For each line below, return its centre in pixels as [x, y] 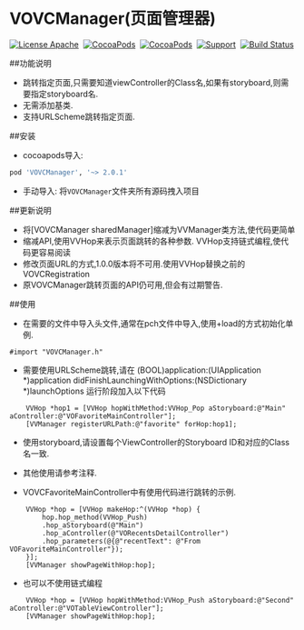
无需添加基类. [48, 105]
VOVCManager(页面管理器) [113, 19]
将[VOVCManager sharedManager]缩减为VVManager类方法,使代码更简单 [159, 229]
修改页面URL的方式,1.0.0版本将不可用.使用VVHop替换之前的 [134, 264]
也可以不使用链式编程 [62, 583]
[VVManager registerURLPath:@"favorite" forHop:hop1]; [132, 424]
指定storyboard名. [64, 94]
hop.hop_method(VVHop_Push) [95, 517]
